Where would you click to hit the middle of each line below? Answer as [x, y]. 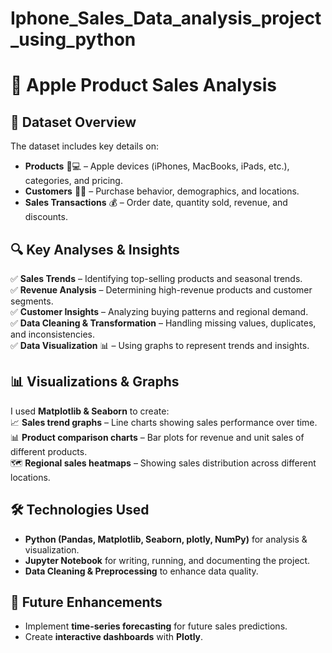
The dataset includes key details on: [84, 146]
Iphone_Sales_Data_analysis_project [166, 18]
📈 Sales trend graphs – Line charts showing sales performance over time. [164, 422]
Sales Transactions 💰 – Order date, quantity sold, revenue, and [156, 203]
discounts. [46, 217]
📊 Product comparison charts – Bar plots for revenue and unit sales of [157, 437]
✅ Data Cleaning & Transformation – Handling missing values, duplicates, [163, 323]
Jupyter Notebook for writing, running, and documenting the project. [167, 560]
